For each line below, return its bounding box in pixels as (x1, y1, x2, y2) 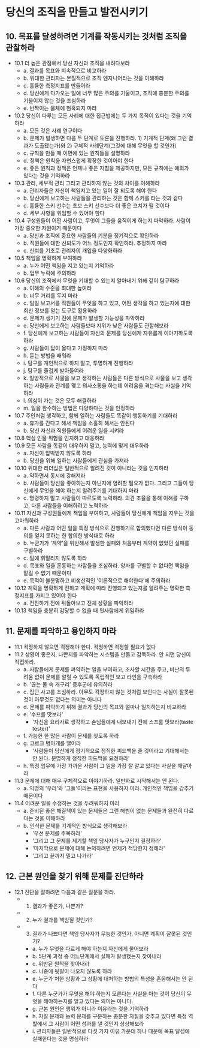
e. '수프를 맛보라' (23, 710, 63, 717)
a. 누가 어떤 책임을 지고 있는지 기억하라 (23, 262, 114, 269)
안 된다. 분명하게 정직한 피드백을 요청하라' (32, 754, 130, 762)
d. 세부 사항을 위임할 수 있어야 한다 (23, 209, 105, 217)
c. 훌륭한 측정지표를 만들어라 (23, 82, 90, 89)
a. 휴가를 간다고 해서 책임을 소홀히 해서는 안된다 (23, 419, 135, 427)
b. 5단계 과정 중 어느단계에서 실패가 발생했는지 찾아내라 (32, 952, 162, 960)
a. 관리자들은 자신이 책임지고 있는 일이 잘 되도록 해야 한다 (23, 187, 157, 194)
